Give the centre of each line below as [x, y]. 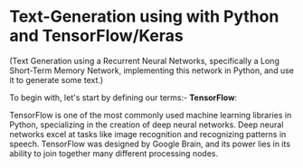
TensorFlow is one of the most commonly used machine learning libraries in [151, 115]
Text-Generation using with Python [144, 17]
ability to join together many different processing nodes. [114, 153]
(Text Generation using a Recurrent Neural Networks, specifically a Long [145, 61]
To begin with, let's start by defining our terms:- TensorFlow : [123, 98]
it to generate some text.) [57, 79]
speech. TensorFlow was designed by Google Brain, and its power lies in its [150, 144]
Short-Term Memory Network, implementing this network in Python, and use [151, 70]
